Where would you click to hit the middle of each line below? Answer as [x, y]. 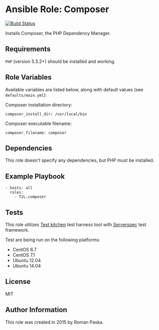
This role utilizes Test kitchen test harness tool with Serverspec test [76, 225]
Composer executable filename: [38, 123]
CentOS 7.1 [24, 255]
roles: [17, 193]
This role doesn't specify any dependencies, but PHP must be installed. [80, 160]
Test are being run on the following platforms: [53, 240]
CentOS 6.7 [25, 250]
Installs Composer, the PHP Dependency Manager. [58, 33]
